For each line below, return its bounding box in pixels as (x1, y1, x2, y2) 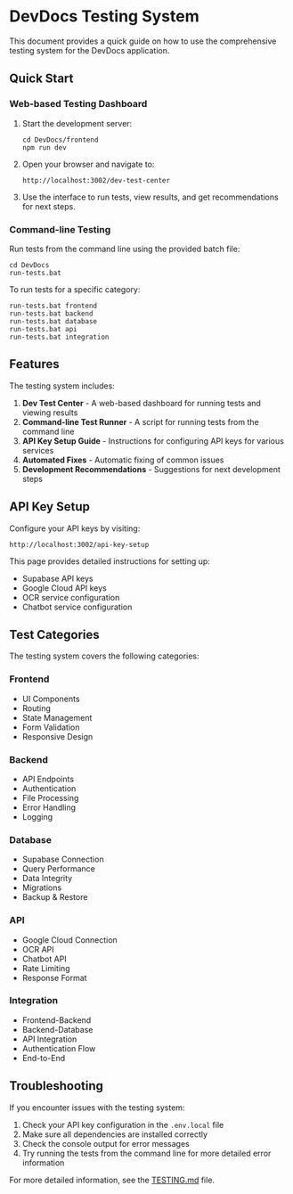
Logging (21, 811, 53, 822)
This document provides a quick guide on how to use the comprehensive (9, 36, 277, 46)
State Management (21, 712, 93, 723)
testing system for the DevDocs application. (9, 45, 170, 55)
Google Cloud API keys (21, 582, 107, 593)
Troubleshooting (9, 1078, 104, 1093)
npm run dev (21, 143, 67, 152)
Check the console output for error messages (21, 1138, 190, 1149)
